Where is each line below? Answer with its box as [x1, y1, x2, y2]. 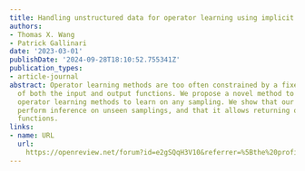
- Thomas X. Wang [9, 30, 75, 39]
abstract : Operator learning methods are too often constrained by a [9, 81, 279, 90]
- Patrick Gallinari [9, 38, 88, 48]
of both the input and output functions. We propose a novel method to [17, 89, 295, 98]
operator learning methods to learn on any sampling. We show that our [17, 97, 295, 107]
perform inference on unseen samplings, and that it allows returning [17, 106, 290, 115]
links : [9, 123, 34, 132]
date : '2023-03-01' [9, 47, 84, 56]
